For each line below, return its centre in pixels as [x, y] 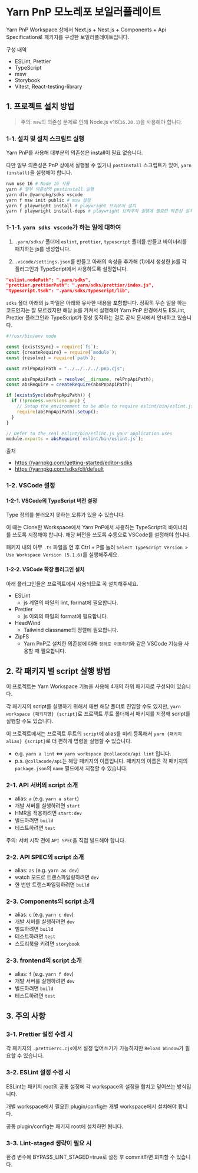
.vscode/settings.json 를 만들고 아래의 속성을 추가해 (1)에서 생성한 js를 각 [100, 261]
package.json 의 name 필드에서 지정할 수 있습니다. [71, 768]
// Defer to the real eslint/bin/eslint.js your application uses [89, 434]
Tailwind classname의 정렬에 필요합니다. [71, 630]
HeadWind [27, 623]
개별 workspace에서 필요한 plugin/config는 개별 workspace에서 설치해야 [91, 1106]
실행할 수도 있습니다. [30, 721]
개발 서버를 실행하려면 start [47, 805]
